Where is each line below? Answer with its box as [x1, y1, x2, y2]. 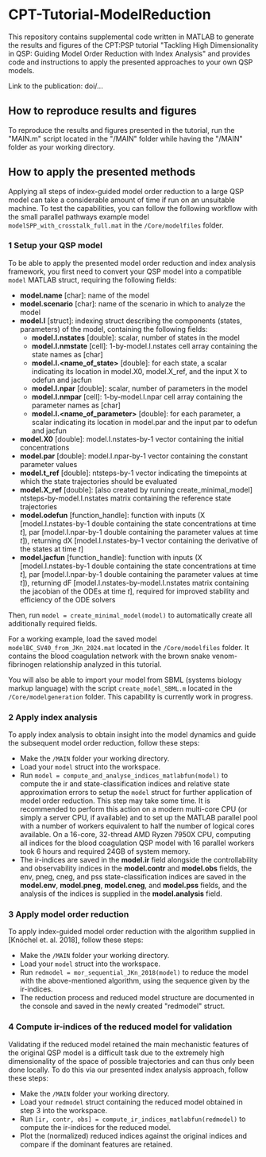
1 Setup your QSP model [8, 240, 103, 251]
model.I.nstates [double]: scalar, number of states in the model [31, 333, 240, 342]
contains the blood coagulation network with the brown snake [8, 651, 210, 660]
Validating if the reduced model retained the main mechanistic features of [8, 1039, 249, 1049]
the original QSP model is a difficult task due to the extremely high [8, 1048, 225, 1058]
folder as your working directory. [8, 142, 115, 152]
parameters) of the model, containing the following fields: [19, 324, 208, 333]
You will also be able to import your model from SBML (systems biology [8, 675, 242, 684]
